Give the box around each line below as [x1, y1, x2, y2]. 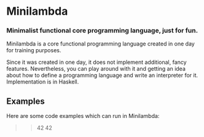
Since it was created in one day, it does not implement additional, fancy [6, 58, 187, 66]
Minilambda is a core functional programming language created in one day [6, 40, 195, 47]
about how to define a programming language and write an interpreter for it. [6, 72, 198, 79]
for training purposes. [6, 47, 61, 54]
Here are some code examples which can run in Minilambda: [6, 112, 160, 120]
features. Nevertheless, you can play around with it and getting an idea [6, 65, 186, 72]
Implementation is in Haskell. [6, 78, 79, 85]
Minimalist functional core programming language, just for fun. [6, 26, 198, 35]
